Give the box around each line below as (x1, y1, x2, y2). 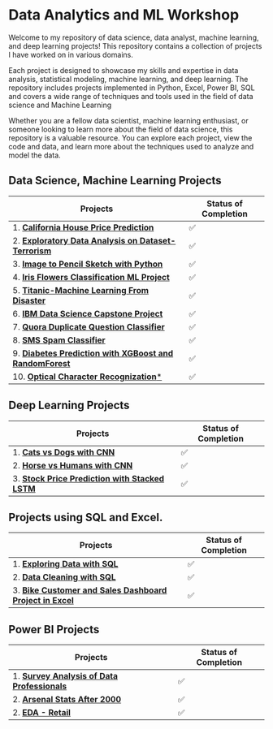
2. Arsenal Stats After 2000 (12, 694, 122, 705)
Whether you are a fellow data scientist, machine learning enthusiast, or (8, 115, 249, 125)
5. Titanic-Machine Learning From (12, 284, 149, 295)
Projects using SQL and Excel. (8, 510, 163, 524)
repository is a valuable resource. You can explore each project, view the (8, 132, 253, 143)
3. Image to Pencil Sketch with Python (12, 258, 163, 270)
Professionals (12, 680, 67, 692)
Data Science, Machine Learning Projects (8, 174, 222, 188)
